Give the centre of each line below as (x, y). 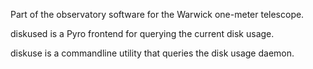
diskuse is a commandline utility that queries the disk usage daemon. (152, 53)
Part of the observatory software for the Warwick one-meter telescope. (157, 14)
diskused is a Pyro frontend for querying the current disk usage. (142, 33)
